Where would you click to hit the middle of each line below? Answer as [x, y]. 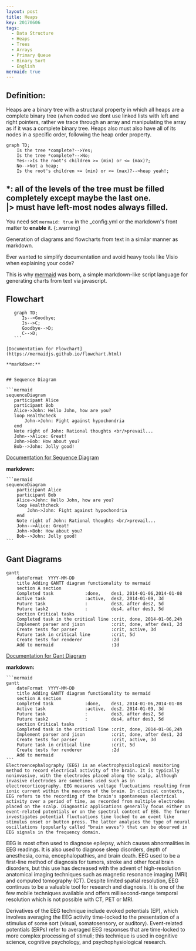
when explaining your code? [40, 263]
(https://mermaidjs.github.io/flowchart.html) [64, 354]
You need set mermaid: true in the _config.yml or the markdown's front [92, 222]
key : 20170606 [23, 22]
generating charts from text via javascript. [57, 280]
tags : [13, 28]
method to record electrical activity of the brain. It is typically [93, 771]
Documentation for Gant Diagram [46, 655]
